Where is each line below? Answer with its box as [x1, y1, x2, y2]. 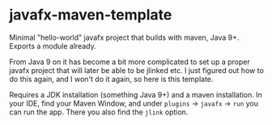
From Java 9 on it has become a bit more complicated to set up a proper [9, 57, 250, 67]
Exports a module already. [9, 41, 96, 50]
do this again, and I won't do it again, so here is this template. [9, 74, 214, 84]
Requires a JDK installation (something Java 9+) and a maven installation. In [9, 89, 262, 99]
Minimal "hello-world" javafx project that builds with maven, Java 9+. [9, 32, 240, 42]
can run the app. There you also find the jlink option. [9, 107, 189, 117]
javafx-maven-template [9, 6, 172, 24]
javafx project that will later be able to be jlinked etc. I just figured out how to [9, 65, 264, 75]
